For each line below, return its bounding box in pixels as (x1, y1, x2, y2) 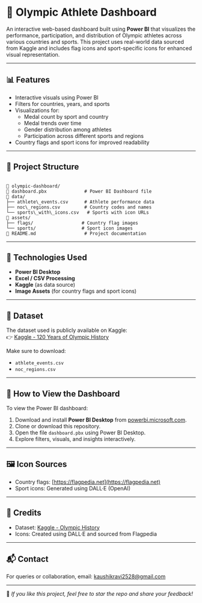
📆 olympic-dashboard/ (6, 183, 61, 189)
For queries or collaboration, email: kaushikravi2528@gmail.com (6, 573, 166, 580)
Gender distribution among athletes (23, 126, 112, 133)
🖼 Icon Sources (6, 459, 67, 469)
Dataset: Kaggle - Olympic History (14, 523, 100, 531)
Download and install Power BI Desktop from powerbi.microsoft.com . (14, 416, 187, 423)
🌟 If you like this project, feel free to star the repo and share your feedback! (6, 590, 194, 598)
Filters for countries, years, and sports (14, 100, 110, 107)
